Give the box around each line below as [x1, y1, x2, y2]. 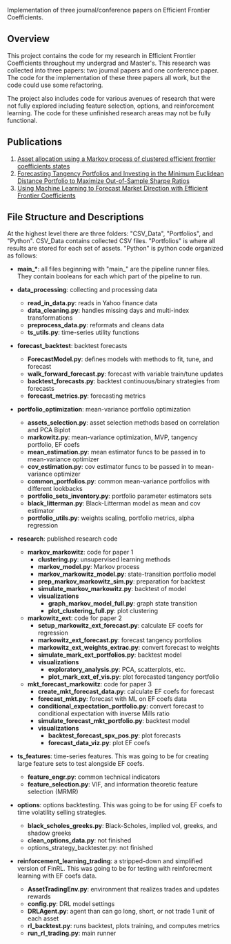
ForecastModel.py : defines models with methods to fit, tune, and [27, 355, 214, 363]
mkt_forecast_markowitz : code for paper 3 [27, 680, 152, 688]
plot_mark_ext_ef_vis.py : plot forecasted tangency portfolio [48, 673, 219, 681]
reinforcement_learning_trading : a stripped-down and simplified [17, 857, 203, 865]
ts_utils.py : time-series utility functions [27, 328, 140, 337]
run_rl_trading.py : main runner [27, 929, 117, 938]
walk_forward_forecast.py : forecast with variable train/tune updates [27, 369, 223, 378]
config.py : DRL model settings [27, 900, 115, 908]
